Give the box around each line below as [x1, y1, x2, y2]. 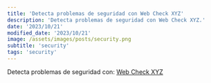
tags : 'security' [7, 49, 57, 56]
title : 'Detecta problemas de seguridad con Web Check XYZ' [7, 10, 185, 17]
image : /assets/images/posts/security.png [7, 36, 131, 43]
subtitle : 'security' [7, 42, 70, 49]
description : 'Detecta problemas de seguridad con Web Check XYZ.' [7, 17, 206, 24]
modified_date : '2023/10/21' [7, 29, 91, 37]
